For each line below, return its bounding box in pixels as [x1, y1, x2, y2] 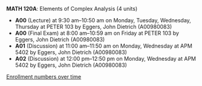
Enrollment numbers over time [6, 73, 82, 80]
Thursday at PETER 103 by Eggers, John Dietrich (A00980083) [15, 23, 172, 30]
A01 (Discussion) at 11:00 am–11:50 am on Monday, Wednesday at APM [15, 42, 192, 49]
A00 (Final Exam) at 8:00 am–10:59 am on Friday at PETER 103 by [15, 29, 180, 37]
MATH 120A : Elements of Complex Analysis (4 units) [6, 5, 138, 12]
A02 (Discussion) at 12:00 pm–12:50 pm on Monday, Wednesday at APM [15, 55, 197, 62]
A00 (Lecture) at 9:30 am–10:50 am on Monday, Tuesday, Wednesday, [15, 17, 192, 23]
